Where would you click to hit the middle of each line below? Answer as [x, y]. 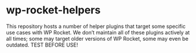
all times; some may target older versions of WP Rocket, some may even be [97, 38]
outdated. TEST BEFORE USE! [42, 45]
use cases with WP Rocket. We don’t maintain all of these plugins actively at [98, 32]
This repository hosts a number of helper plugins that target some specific [96, 26]
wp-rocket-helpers [53, 10]
